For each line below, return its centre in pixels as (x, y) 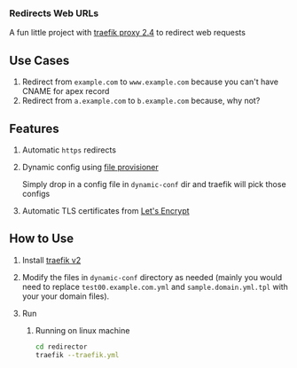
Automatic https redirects (69, 150)
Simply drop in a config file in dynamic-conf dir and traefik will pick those (154, 184)
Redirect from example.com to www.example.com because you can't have (150, 82)
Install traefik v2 (51, 260)
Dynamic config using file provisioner (90, 167)
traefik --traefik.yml (77, 355)
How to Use (42, 239)
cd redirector (61, 347)
